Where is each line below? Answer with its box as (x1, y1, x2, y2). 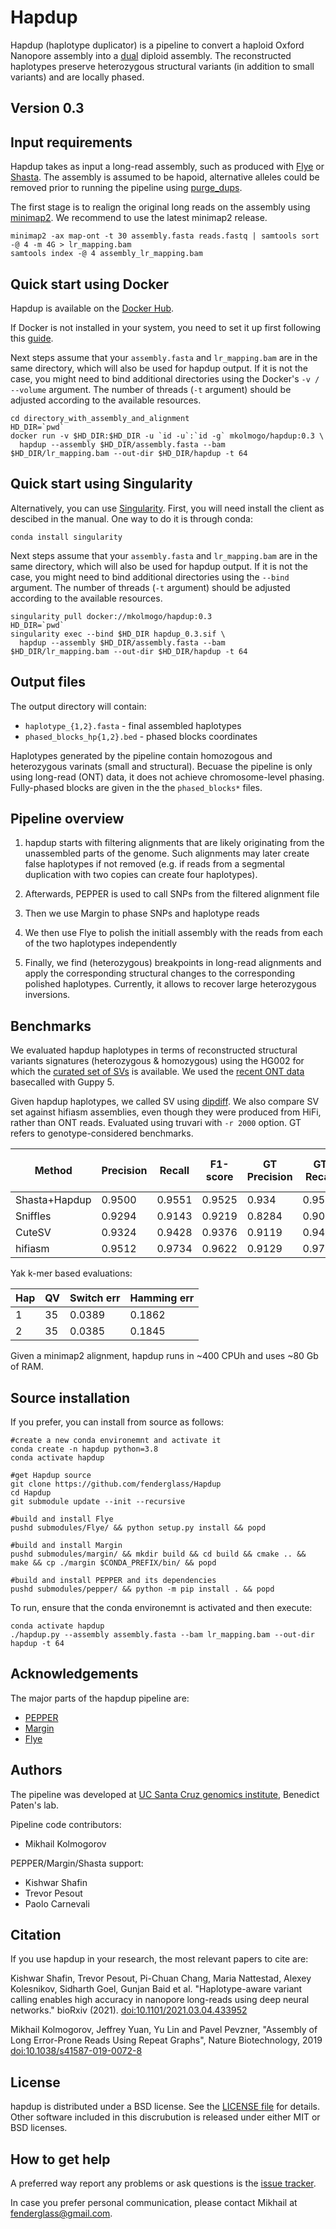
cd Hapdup (10, 1488, 52, 1498)
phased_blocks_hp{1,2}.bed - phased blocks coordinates (24, 730, 258, 742)
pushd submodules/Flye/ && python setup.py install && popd (10, 1523, 267, 1533)
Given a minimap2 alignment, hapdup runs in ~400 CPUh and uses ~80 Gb (10, 1350, 319, 1362)
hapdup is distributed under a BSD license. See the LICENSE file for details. (10, 2101, 320, 2113)
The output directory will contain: (10, 700, 147, 712)
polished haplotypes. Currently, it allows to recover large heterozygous (24, 978, 317, 990)
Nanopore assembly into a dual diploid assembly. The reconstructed (10, 49, 292, 61)
